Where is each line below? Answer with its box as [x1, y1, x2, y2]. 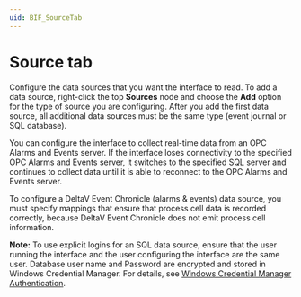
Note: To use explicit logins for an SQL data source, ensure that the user [9, 239, 277, 250]
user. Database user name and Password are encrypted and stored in [9, 258, 267, 269]
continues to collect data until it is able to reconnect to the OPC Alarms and [9, 166, 288, 176]
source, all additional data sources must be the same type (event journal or [9, 110, 287, 121]
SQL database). [9, 120, 67, 130]
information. [9, 221, 55, 232]
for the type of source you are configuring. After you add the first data [9, 101, 270, 112]
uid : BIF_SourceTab [9, 13, 83, 22]
